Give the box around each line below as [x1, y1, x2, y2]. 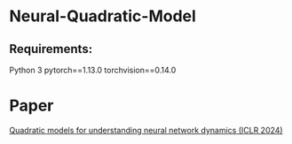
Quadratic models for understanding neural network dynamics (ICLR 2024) [9, 125, 283, 135]
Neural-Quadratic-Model [9, 6, 197, 27]
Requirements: [9, 42, 93, 57]
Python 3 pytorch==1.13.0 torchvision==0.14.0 [9, 64, 177, 75]
